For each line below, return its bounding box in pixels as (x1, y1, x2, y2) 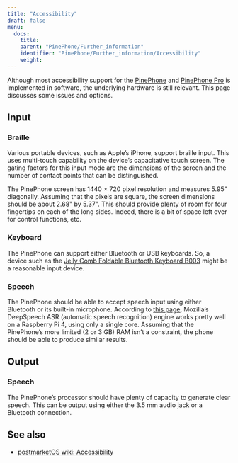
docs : (13, 30, 30, 38)
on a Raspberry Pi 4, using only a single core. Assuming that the (7, 320, 195, 329)
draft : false (7, 17, 46, 24)
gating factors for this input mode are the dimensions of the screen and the (7, 164, 227, 172)
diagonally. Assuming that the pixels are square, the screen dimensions (7, 193, 215, 201)
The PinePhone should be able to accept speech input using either (7, 298, 202, 307)
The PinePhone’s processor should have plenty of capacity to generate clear (7, 393, 231, 401)
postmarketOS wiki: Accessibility (17, 447, 114, 456)
